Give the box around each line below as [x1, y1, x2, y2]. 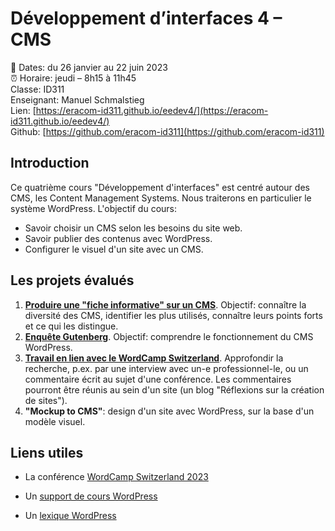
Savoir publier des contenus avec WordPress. [24, 232, 213, 244]
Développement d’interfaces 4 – [10, 7, 283, 30]
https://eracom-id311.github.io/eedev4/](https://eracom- [35, 104, 269, 116]
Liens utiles [10, 444, 84, 461]
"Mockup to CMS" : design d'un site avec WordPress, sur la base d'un [24, 405, 315, 417]
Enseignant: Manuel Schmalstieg [10, 93, 145, 106]
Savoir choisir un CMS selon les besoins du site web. [24, 222, 243, 234]
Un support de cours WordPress [24, 490, 158, 502]
